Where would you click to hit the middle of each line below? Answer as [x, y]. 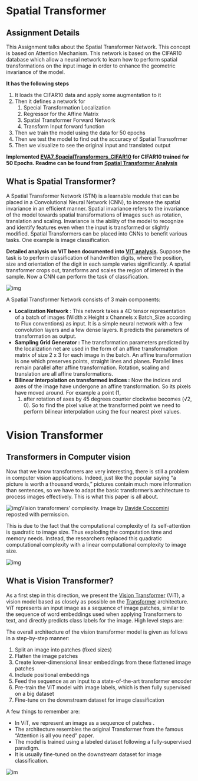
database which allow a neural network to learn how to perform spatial [92, 59]
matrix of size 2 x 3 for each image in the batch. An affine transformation [103, 355]
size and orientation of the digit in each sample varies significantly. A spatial [98, 264]
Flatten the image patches [46, 656]
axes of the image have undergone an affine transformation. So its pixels [103, 386]
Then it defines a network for [50, 101]
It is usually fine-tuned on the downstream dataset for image [88, 754]
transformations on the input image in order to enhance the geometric [91, 66]
